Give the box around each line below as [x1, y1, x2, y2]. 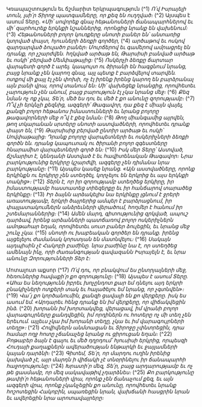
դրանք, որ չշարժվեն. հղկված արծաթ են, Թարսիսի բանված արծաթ [6, 50, 195, 57]
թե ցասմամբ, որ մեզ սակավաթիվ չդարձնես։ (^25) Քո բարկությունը [6, 368, 194, 376]
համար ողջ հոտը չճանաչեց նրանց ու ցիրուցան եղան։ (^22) [6, 331, 173, 337]
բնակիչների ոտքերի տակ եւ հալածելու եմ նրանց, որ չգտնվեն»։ [6, 285, 185, 293]
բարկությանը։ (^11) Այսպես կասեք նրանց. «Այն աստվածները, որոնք [6, 165, 195, 172]
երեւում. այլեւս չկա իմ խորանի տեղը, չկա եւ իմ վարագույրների [6, 317, 185, 325]
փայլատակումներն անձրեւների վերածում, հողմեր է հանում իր [6, 203, 183, 210]
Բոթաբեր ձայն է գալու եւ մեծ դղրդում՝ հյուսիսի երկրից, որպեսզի [6, 337, 188, 344]
